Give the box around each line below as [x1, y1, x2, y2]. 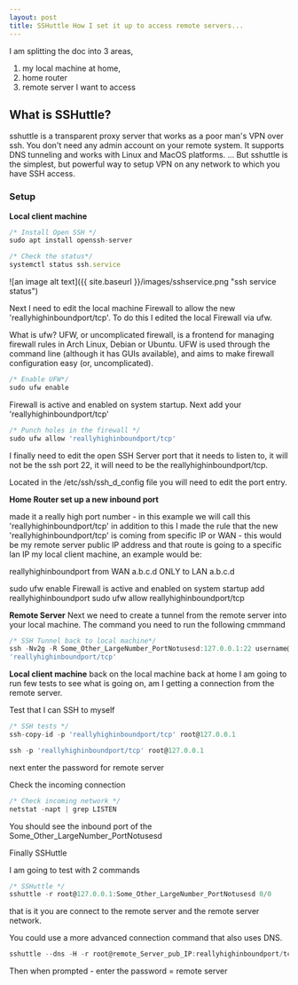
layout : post [9, 12, 58, 22]
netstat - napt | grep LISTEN [9, 804, 117, 814]
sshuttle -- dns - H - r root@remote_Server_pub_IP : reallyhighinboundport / [9, 950, 284, 958]
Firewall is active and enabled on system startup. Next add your [9, 399, 242, 410]
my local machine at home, [21, 63, 122, 74]
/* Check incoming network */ [9, 796, 122, 805]
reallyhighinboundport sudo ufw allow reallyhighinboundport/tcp [9, 592, 246, 603]
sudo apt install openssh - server [9, 236, 133, 245]
